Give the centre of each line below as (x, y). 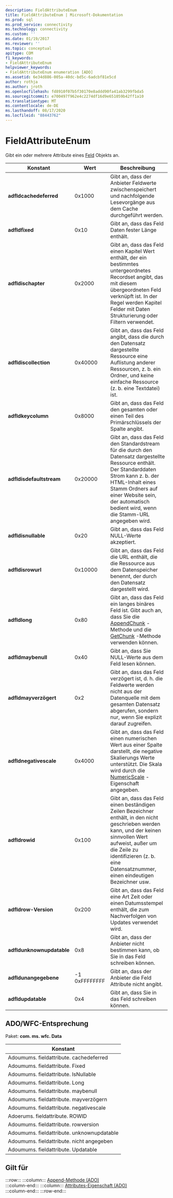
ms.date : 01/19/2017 (28, 39)
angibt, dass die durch (137, 337)
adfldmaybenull (28, 657)
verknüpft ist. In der (134, 296)
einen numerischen (134, 738)
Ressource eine (129, 356)
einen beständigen (133, 805)
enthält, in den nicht (134, 818)
